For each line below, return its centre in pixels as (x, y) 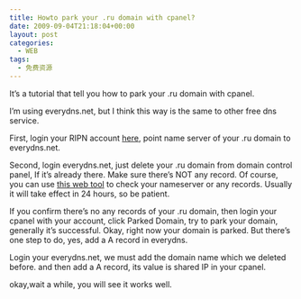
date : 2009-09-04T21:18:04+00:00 (72, 26)
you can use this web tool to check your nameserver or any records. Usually (151, 184)
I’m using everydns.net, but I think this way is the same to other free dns (143, 111)
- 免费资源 (35, 68)
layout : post (34, 34)
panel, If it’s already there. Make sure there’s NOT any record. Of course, (144, 174)
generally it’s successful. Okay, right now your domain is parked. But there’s (150, 230)
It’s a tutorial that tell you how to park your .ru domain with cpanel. (132, 93)
